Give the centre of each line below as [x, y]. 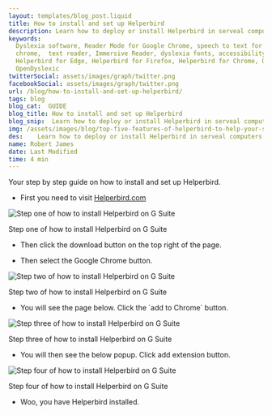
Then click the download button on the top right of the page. [121, 245]
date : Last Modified [43, 152]
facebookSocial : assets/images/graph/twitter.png [94, 83]
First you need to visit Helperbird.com [83, 198]
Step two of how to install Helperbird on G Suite [88, 292]
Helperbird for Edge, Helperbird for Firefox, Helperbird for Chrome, [137, 62]
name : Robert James [41, 144]
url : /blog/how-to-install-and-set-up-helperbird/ [96, 91]
